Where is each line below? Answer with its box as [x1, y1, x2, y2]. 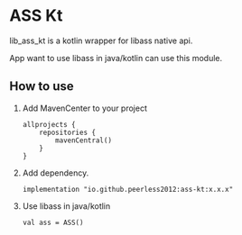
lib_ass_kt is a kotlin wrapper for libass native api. [9, 35, 193, 46]
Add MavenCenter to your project [22, 103, 147, 113]
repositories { [39, 128, 97, 137]
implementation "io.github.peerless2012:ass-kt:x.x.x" [22, 185, 234, 194]
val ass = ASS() [22, 218, 84, 227]
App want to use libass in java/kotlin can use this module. [9, 52, 223, 63]
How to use [9, 78, 74, 95]
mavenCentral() [55, 136, 113, 145]
